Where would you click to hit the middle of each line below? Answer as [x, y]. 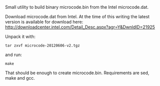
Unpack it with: [20, 37]
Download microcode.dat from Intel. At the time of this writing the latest [77, 16]
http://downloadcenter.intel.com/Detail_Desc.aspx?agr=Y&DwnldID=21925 [80, 27]
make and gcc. [20, 78]
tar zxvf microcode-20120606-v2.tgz [42, 46]
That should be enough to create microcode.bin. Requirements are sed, [77, 73]
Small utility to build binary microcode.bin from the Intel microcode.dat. [77, 7]
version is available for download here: [44, 22]
